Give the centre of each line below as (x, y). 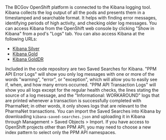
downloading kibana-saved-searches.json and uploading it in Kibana (75, 116)
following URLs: (21, 39)
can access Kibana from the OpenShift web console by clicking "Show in (80, 28)
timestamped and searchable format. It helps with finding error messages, (81, 18)
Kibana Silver (26, 49)
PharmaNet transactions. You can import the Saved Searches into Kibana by (83, 111)
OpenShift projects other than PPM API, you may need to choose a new (78, 127)
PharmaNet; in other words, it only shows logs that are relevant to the (76, 106)
